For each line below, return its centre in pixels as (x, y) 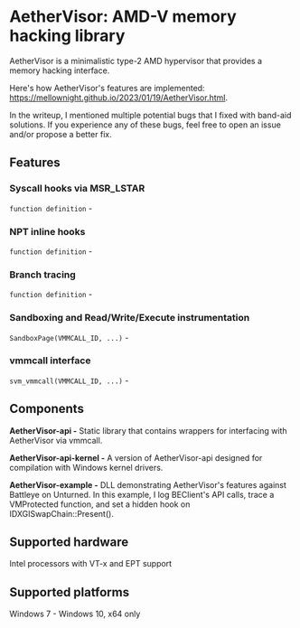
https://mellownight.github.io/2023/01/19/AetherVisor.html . (119, 98)
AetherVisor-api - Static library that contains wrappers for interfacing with (148, 430)
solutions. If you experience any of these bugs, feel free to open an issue (145, 125)
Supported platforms (69, 592)
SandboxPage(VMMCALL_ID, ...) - (69, 337)
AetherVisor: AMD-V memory (123, 17)
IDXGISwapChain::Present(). (62, 513)
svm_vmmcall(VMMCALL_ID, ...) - (69, 380)
